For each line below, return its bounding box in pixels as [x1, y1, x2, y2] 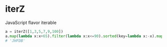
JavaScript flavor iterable [5, 20, 57, 25]
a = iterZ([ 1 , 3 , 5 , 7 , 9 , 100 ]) [5, 29, 64, 34]
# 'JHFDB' [5, 38, 26, 43]
